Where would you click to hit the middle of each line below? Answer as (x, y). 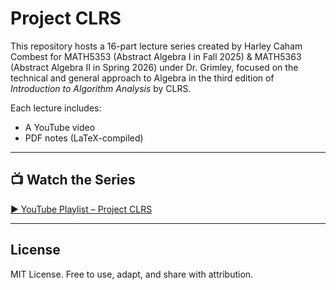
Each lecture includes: (56, 108)
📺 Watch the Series (73, 180)
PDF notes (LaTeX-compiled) (84, 138)
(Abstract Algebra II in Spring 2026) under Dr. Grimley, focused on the (154, 67)
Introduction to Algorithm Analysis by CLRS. (101, 88)
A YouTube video (60, 127)
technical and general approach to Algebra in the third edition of (142, 78)
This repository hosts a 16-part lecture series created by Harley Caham (156, 46)
